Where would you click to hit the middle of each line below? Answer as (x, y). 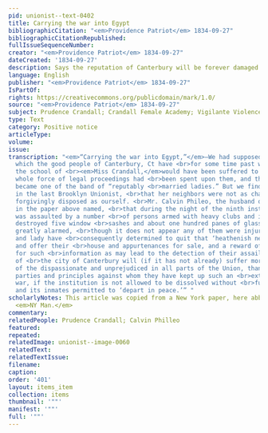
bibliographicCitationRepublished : (67, 38)
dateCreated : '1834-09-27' (53, 61)
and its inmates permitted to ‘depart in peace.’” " (105, 291)
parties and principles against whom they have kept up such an (124, 276)
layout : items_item (41, 387)
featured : (25, 328)
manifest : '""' (33, 409)
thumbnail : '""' (35, 402)
